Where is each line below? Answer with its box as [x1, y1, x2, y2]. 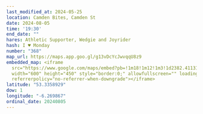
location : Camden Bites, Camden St [6, 14, 96, 21]
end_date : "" [6, 31, 39, 37]
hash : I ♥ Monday [6, 43, 50, 49]
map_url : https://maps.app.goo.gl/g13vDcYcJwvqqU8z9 [6, 54, 142, 60]
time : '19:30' [6, 25, 42, 32]
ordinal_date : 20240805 [6, 98, 66, 104]
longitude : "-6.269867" [6, 93, 66, 99]
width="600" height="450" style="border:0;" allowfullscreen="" [11, 71, 177, 77]
